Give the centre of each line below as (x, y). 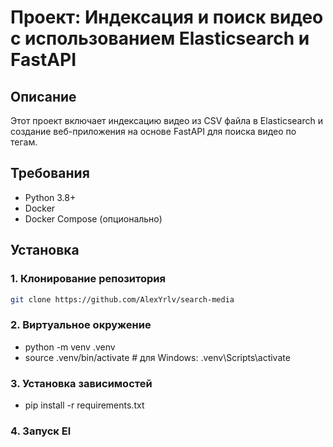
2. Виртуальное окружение (81, 325)
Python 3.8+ (50, 197)
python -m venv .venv (70, 347)
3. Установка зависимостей (81, 383)
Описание (43, 96)
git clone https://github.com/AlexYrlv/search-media (122, 299)
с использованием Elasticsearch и (160, 38)
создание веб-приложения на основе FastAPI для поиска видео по (153, 131)
